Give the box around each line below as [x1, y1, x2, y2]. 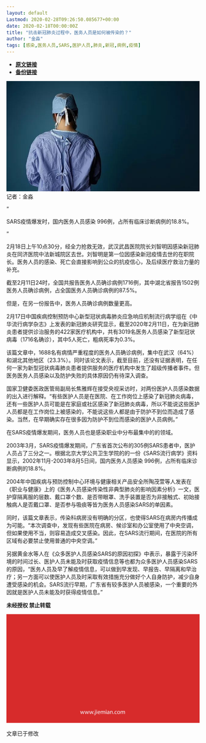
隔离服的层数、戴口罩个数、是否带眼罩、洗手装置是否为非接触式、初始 [17, 493, 194, 500]
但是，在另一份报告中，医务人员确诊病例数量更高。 [6, 299, 135, 307]
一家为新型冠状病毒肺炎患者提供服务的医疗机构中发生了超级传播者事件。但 [11, 364, 200, 371]
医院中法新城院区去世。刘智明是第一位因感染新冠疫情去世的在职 [27, 250, 189, 257]
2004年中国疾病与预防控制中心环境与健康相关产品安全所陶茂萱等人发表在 [6, 478, 192, 485]
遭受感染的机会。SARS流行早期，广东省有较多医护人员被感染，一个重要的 [6, 581, 193, 588]
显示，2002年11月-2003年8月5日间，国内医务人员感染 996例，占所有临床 [6, 457, 192, 464]
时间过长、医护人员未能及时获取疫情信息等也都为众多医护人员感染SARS [17, 557, 198, 565]
